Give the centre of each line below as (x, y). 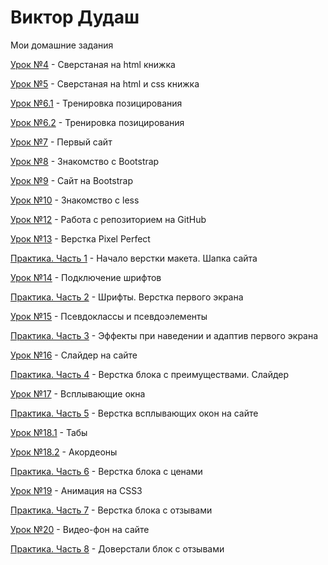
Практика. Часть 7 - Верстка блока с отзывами (111, 510)
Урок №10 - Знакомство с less (75, 200)
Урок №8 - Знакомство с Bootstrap (85, 161)
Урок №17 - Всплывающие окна (78, 393)
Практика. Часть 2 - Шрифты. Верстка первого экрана (127, 297)
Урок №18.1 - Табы (49, 432)
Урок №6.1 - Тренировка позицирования (96, 103)
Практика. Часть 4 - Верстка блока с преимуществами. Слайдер (150, 374)
